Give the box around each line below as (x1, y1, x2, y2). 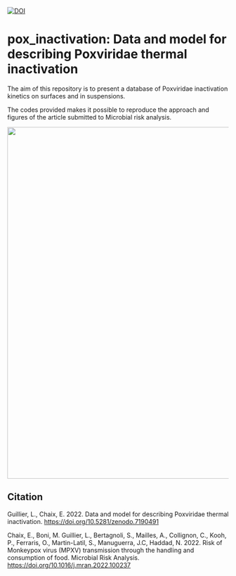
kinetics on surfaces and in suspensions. (7, 91, 126, 100)
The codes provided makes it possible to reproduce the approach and (7, 105, 209, 114)
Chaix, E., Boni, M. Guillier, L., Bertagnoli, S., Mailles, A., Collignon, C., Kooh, (7, 531, 227, 539)
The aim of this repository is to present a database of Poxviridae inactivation (7, 84, 228, 93)
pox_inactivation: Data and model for (7, 32, 227, 47)
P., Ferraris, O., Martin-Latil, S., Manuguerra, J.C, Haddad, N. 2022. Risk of (7, 538, 223, 546)
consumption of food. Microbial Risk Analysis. (7, 553, 140, 562)
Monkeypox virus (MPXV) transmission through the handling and (7, 546, 195, 554)
